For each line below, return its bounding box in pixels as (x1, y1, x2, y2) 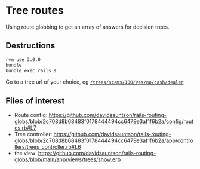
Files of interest (5, 96, 65, 106)
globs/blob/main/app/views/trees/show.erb (14, 156, 121, 163)
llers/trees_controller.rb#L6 (14, 143, 81, 150)
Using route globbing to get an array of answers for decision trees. (5, 23, 170, 30)
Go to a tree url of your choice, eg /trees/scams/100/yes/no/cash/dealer (5, 78, 184, 85)
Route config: (14, 112, 48, 119)
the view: (14, 150, 37, 157)
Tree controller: (14, 131, 53, 138)
